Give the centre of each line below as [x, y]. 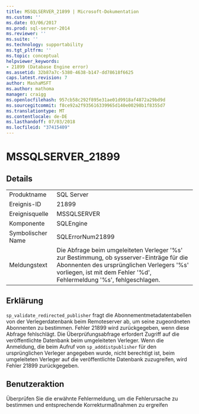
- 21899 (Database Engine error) [47, 67]
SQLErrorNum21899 [86, 237]
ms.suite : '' [22, 39]
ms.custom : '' [24, 17]
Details [19, 179]
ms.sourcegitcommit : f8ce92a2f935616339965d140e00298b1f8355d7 [86, 105]
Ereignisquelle [29, 214]
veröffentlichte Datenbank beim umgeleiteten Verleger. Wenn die [85, 340]
